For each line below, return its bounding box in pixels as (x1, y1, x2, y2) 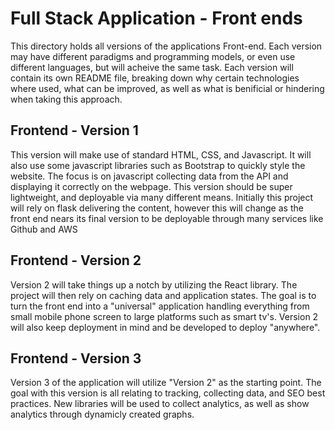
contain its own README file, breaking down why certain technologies (10, 72, 300, 84)
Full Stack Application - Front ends (10, 7, 303, 30)
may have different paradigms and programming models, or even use (10, 50, 296, 62)
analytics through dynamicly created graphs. (10, 408, 195, 421)
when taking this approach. (10, 93, 123, 105)
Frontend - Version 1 (10, 122, 139, 139)
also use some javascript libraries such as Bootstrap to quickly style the (10, 159, 306, 171)
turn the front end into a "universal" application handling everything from (10, 300, 310, 312)
